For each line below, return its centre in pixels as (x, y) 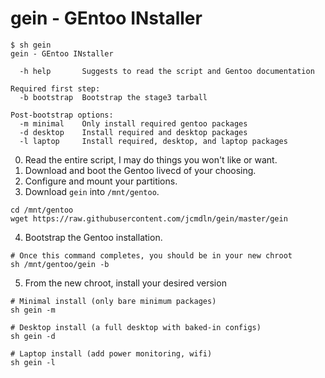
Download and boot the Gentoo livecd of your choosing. (140, 170)
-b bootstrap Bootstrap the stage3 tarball (113, 97)
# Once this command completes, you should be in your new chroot (151, 255)
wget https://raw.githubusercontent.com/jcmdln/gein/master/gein (149, 218)
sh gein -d (33, 336)
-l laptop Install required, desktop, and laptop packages (153, 141)
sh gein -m (33, 310)
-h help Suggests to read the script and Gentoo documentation (167, 71)
